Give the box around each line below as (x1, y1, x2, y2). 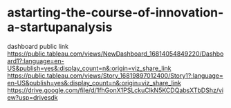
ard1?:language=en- (7, 56, 64, 65)
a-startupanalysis (7, 19, 113, 35)
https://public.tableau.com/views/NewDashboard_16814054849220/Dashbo (7, 50, 224, 58)
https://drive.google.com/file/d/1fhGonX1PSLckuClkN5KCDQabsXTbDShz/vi (7, 86, 223, 94)
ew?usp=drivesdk (7, 93, 58, 101)
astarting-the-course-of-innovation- (7, 5, 224, 21)
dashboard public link (7, 42, 69, 50)
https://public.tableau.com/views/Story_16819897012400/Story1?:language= (7, 71, 223, 80)
